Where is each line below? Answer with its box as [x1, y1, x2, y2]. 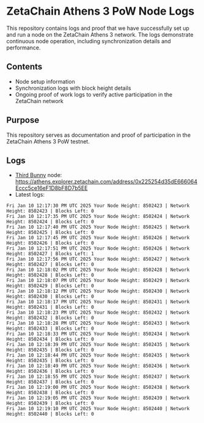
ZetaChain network [15, 97, 64, 104]
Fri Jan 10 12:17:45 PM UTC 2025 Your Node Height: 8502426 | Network [6, 235, 190, 241]
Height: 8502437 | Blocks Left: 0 [6, 379, 95, 385]
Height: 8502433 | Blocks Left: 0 [6, 325, 95, 332]
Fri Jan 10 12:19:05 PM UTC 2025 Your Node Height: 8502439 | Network [6, 395, 190, 401]
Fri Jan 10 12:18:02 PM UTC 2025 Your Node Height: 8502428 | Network [6, 267, 190, 273]
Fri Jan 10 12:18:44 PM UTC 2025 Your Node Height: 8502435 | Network [6, 352, 190, 358]
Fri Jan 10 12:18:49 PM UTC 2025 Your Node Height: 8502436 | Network [6, 363, 190, 369]
